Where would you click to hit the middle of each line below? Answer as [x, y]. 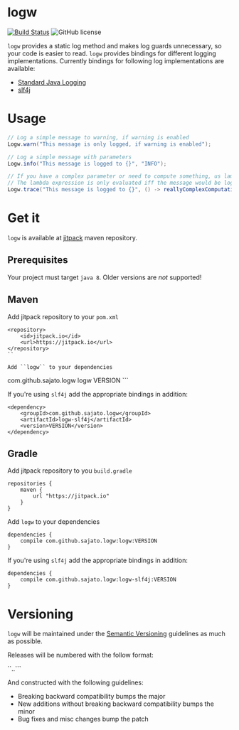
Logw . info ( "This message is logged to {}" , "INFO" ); [87, 163]
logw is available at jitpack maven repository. [72, 237]
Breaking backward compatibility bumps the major [91, 697]
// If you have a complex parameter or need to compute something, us [114, 176]
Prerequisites [38, 260]
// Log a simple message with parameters [70, 157]
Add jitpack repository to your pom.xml [63, 316]
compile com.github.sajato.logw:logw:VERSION [89, 541]
